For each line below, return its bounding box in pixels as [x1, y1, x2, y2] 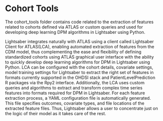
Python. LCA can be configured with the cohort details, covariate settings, [5, 64, 153, 70]
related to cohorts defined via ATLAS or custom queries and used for [5, 24, 144, 30]
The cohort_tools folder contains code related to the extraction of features [5, 19, 154, 25]
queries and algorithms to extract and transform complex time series [5, 85, 143, 91]
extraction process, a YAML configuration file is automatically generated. [5, 95, 151, 101]
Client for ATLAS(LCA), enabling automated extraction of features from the [5, 44, 155, 49]
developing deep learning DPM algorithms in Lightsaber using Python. [5, 29, 145, 35]
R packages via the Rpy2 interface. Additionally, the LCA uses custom [5, 79, 145, 85]
